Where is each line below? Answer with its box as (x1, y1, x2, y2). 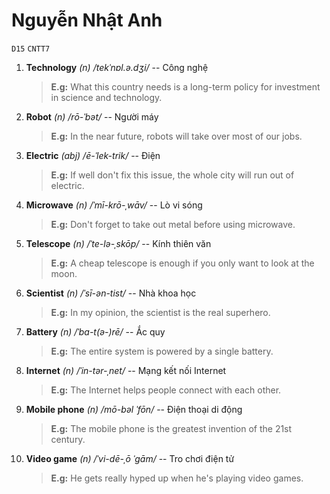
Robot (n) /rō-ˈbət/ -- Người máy (25, 110, 159, 123)
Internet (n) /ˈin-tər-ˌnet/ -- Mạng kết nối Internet (25, 364, 227, 376)
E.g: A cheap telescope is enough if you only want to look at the (50, 257, 315, 269)
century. (50, 433, 86, 445)
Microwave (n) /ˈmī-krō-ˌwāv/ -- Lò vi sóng (25, 199, 203, 211)
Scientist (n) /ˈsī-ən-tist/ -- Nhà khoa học (25, 287, 197, 299)
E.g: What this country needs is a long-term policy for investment (50, 80, 321, 93)
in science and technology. (50, 91, 163, 103)
